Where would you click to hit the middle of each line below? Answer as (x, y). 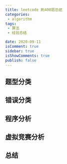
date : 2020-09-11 (23, 42)
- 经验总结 (17, 33)
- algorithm (20, 19)
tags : (11, 24)
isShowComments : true (28, 56)
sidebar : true (20, 51)
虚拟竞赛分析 (25, 137)
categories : (17, 14)
